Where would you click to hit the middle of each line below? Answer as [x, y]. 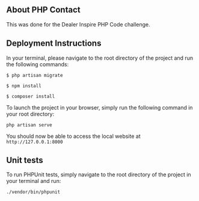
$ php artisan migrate [35, 75]
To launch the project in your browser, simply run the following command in [100, 107]
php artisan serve [29, 125]
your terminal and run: [34, 181]
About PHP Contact [43, 10]
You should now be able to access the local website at [73, 136]
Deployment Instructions [54, 44]
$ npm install [24, 86]
